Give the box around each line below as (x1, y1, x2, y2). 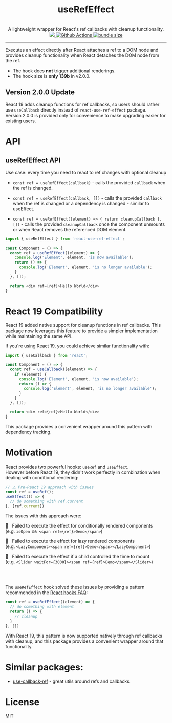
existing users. (5, 118, 36, 124)
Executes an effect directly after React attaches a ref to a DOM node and (5, 47, 159, 53)
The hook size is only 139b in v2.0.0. (12, 73, 91, 79)
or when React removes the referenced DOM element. (12, 226, 127, 232)
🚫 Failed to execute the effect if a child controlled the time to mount (5, 554, 150, 560)
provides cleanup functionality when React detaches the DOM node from (5, 52, 160, 58)
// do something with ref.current (10, 499, 83, 504)
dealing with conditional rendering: (5, 474, 79, 480)
